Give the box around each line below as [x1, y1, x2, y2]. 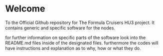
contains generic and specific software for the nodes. [5, 24, 116, 30]
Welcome [5, 3, 45, 14]
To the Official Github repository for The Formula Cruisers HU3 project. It [5, 19, 155, 25]
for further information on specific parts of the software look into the [5, 34, 146, 40]
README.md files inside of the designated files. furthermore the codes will [5, 39, 159, 45]
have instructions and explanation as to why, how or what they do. [5, 45, 141, 51]
